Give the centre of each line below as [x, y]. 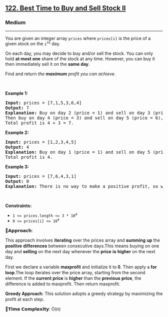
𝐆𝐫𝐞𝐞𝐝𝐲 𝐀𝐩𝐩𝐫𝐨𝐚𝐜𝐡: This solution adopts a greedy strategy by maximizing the [84, 293]
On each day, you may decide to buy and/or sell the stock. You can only [79, 53]
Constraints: [18, 205]
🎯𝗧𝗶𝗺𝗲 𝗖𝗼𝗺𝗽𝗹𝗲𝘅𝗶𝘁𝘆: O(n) [33, 309]
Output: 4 [17, 147]
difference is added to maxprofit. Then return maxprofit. [63, 284]
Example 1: [17, 93]
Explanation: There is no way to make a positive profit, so [82, 186]
